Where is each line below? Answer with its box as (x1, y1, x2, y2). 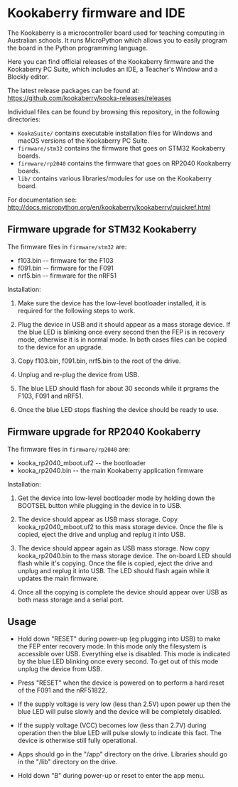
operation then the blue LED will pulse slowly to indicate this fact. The (17, 729, 222, 737)
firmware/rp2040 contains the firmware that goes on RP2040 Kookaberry (17, 158, 232, 168)
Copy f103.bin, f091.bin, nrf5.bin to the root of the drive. (17, 357, 181, 365)
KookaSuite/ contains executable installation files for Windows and (17, 129, 213, 137)
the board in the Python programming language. (7, 43, 148, 52)
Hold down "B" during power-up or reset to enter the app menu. (17, 771, 205, 780)
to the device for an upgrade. (17, 342, 104, 351)
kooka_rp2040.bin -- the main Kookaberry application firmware (17, 466, 204, 474)
